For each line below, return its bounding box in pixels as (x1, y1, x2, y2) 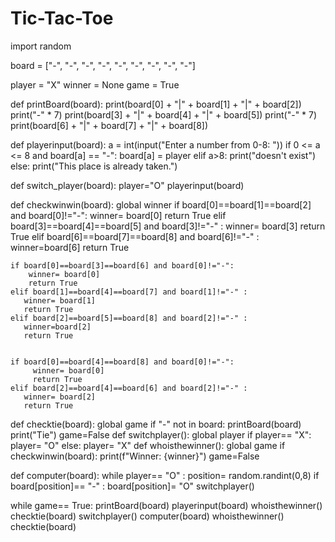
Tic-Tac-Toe (10, 7, 114, 30)
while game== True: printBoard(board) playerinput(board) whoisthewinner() (10, 499, 323, 511)
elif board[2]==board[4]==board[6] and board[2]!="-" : (10, 383, 248, 393)
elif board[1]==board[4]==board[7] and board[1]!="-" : (10, 287, 248, 297)
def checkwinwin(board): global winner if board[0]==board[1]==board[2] (10, 198, 312, 211)
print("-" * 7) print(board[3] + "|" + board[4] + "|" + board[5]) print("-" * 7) (10, 108, 318, 121)
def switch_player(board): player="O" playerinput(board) (10, 179, 245, 191)
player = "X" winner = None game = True (10, 78, 180, 91)
